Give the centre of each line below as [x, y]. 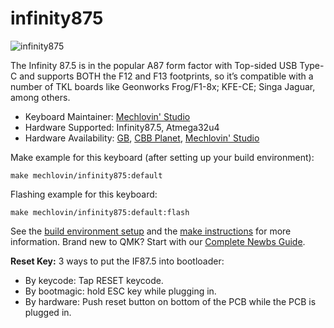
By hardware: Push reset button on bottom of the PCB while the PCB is [170, 301]
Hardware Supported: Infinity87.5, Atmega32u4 [122, 127]
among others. [40, 97]
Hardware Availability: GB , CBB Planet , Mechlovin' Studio [142, 138]
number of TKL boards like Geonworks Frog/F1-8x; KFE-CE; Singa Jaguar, [163, 86]
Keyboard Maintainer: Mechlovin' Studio [107, 116]
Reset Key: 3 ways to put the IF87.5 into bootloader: [117, 261]
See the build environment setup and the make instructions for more [151, 231]
